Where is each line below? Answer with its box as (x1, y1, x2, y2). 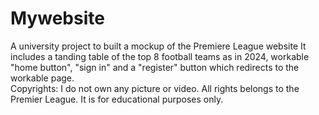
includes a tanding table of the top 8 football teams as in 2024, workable (10, 50, 310, 62)
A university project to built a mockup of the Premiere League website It (10, 40, 307, 52)
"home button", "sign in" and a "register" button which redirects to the (10, 61, 300, 73)
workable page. (10, 72, 75, 84)
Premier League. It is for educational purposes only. (10, 93, 224, 105)
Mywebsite (10, 7, 105, 30)
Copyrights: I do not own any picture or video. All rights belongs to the (10, 82, 300, 94)
